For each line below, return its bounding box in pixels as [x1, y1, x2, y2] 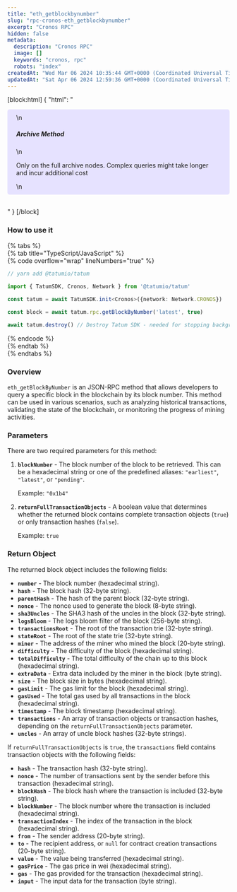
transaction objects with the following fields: [7, 750, 136, 758]
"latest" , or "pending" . [17, 475, 85, 484]
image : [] [13, 50, 42, 57]
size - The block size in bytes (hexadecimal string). [17, 676, 167, 685]
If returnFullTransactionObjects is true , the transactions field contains [7, 743, 217, 751]
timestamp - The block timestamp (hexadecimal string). [17, 706, 178, 715]
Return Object [7, 549, 56, 559]
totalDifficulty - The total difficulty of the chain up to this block [17, 654, 207, 662]
